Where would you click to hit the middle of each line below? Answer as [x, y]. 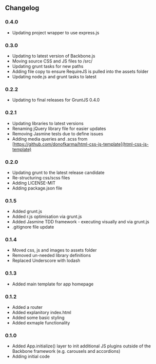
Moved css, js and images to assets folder [54, 250]
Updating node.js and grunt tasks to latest [54, 76]
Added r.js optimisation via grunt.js [47, 216]
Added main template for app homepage [53, 284]
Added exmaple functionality [41, 323]
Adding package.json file [37, 188]
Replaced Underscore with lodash [46, 260]
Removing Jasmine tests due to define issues [58, 133]
